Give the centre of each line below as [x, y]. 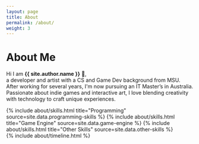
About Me [31, 57]
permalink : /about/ [30, 23]
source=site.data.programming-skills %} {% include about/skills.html [91, 117]
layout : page [22, 12]
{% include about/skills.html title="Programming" [66, 111]
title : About [22, 17]
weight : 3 [18, 28]
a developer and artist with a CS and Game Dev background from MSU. [93, 80]
